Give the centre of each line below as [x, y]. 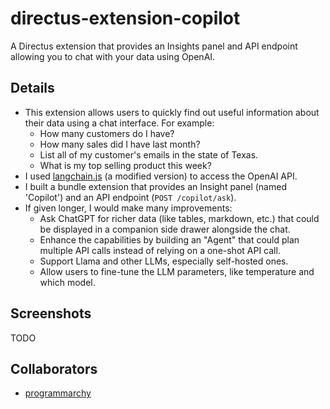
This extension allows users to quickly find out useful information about [172, 112]
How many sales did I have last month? [120, 144]
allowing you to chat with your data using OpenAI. [113, 56]
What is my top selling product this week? [125, 165]
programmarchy [58, 393]
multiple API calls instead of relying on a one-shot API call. [160, 250]
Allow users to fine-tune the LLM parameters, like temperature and [177, 271]
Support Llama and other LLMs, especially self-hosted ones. [164, 261]
